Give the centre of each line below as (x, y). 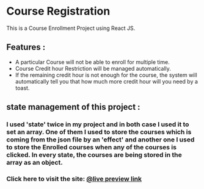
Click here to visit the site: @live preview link (74, 179)
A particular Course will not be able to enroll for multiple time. (92, 62)
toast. (22, 88)
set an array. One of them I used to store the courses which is (99, 132)
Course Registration (58, 11)
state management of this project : (73, 107)
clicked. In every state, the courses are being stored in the (94, 155)
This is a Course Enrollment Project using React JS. (71, 28)
